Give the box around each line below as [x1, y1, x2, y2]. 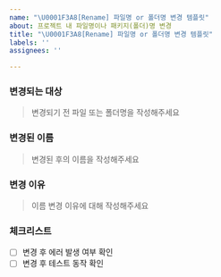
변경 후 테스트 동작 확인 [21, 258, 105, 269]
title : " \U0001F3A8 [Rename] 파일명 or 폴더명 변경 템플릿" [9, 29, 213, 38]
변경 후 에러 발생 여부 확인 [21, 247, 114, 257]
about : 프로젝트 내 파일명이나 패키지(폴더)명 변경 [9, 21, 172, 30]
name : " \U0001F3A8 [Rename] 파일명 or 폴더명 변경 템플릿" [9, 13, 209, 22]
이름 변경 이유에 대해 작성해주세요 [30, 200, 149, 211]
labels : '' [9, 38, 50, 47]
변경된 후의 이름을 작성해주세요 [30, 154, 140, 164]
